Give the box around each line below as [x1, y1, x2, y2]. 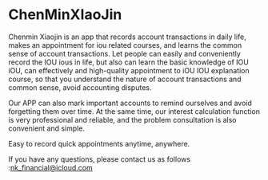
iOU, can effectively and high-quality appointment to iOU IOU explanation [8, 65, 250, 75]
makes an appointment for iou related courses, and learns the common [8, 40, 242, 49]
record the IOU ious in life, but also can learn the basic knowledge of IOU [8, 57, 250, 67]
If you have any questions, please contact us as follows [8, 154, 190, 164]
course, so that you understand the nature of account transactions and [8, 74, 242, 84]
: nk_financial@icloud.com [8, 162, 94, 172]
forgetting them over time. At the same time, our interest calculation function [8, 106, 260, 116]
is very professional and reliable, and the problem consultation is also [8, 115, 238, 124]
